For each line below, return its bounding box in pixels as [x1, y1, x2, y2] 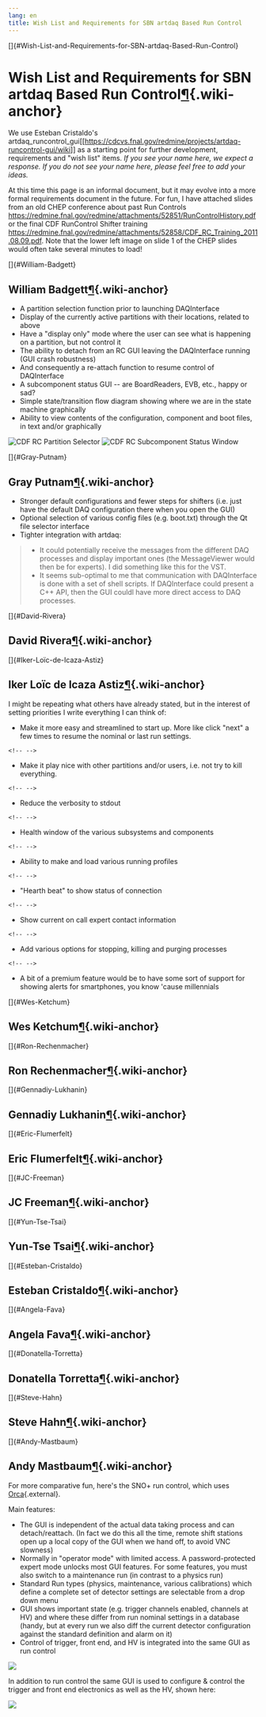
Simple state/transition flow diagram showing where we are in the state [19, 397, 252, 406]
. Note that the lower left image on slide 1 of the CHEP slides [41, 236, 237, 246]
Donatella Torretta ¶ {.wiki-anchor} [8, 1372, 180, 1385]
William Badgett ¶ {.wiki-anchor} [8, 283, 169, 296]
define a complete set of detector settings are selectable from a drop [19, 1587, 245, 1597]
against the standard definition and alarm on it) [19, 1629, 173, 1639]
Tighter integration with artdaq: [19, 530, 121, 539]
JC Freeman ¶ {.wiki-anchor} [8, 1196, 150, 1209]
